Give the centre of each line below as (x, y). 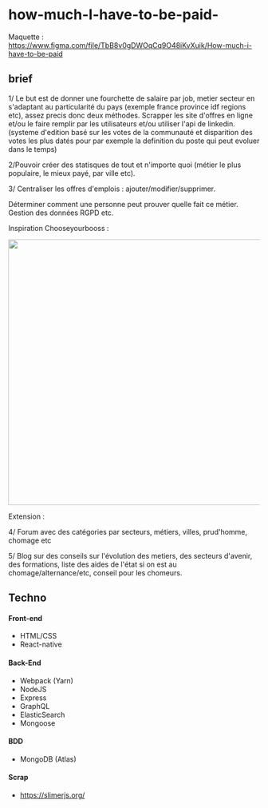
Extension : (27, 516)
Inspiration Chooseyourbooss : (59, 228)
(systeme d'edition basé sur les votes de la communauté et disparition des (130, 132)
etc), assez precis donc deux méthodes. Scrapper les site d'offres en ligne (131, 115)
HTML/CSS (38, 636)
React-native (41, 644)
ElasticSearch (42, 714)
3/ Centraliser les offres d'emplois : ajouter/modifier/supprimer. (112, 189)
